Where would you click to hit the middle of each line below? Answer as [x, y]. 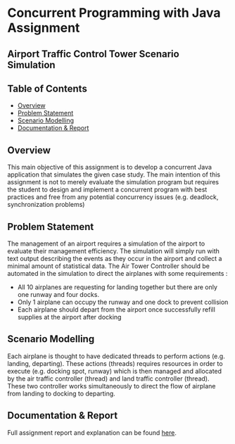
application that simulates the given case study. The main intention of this [114, 175]
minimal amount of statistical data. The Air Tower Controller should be [108, 266]
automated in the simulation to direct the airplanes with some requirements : [118, 274]
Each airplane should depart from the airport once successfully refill [116, 310]
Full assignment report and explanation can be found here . [92, 432]
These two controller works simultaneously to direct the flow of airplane [112, 386]
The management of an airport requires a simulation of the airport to [106, 243]
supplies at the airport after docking [69, 317]
